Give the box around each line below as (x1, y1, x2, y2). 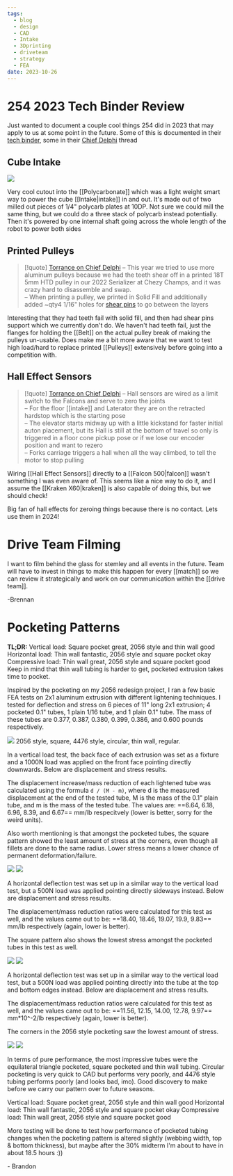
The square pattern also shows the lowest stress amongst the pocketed (7, 935, 213, 944)
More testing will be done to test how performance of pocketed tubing (7, 1126, 209, 1134)
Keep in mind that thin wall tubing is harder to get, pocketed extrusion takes (7, 665, 224, 673)
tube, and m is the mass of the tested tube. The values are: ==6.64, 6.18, (7, 800, 215, 809)
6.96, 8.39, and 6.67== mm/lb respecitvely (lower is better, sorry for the (7, 808, 213, 816)
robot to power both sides (7, 225, 81, 233)
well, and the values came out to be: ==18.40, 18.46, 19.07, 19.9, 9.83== (7, 915, 212, 923)
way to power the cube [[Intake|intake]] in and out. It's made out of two (7, 195, 211, 204)
